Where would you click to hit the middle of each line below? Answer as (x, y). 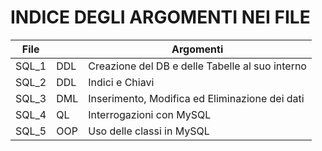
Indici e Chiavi (121, 82)
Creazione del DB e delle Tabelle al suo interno (197, 66)
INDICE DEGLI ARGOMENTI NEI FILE (160, 17)
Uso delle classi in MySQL (149, 131)
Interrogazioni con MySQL (150, 114)
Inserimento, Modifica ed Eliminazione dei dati (196, 98)
